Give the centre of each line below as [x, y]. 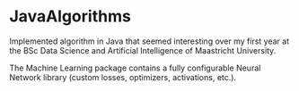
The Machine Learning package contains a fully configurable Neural [135, 68]
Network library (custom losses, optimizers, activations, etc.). [123, 77]
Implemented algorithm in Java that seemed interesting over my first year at [149, 41]
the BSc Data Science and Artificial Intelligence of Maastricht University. [143, 50]
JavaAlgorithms [70, 17]
